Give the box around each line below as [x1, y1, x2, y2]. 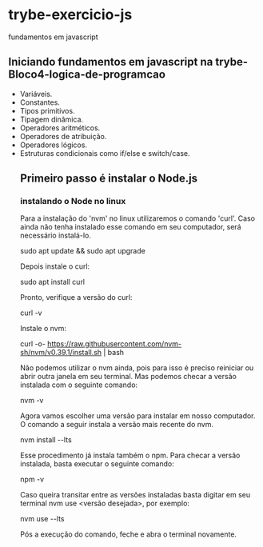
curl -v [19, 308, 42, 317]
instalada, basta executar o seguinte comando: [19, 459, 174, 469]
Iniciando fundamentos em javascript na [8, 55, 213, 69]
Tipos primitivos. [19, 106, 75, 115]
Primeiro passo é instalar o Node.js [19, 172, 198, 186]
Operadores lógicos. [19, 140, 88, 150]
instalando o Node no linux [19, 196, 126, 207]
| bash [103, 348, 125, 357]
